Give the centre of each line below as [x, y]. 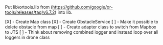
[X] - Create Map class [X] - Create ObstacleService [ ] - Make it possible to [82, 22]
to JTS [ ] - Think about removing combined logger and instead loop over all [82, 32]
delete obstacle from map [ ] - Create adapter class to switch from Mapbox [81, 27]
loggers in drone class [27, 37]
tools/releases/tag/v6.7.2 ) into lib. [39, 12]
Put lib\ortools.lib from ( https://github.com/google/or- [59, 7]
